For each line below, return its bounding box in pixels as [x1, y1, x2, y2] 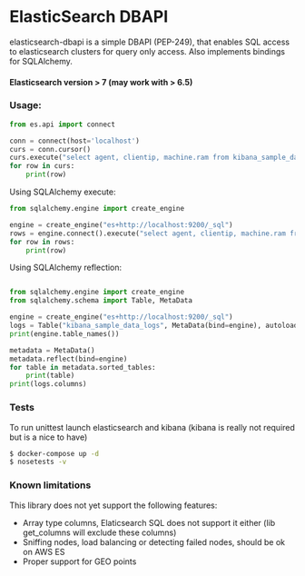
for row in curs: [9, 162, 75, 171]
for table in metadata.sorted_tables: [9, 362, 156, 372]
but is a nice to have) [9, 432, 88, 442]
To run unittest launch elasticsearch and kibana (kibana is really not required [9, 422, 295, 432]
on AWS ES [22, 546, 65, 557]
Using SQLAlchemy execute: [9, 186, 116, 197]
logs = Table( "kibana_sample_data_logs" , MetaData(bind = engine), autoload [9, 321, 299, 331]
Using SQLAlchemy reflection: [9, 262, 123, 273]
